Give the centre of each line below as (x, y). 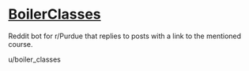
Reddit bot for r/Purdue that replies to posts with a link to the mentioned (125, 36)
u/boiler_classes (34, 59)
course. (21, 44)
